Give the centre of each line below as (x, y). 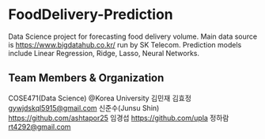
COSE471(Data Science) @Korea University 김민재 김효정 (100, 98)
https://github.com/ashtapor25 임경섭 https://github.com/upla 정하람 (119, 118)
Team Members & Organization (86, 78)
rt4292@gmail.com (40, 126)
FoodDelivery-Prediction (91, 15)
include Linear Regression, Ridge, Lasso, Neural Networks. (104, 53)
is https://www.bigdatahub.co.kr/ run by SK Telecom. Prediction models (125, 44)
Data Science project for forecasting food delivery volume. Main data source (133, 36)
